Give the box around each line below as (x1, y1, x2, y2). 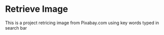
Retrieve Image (5, 3, 68, 15)
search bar (5, 25, 27, 31)
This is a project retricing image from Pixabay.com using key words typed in (5, 20, 159, 26)
